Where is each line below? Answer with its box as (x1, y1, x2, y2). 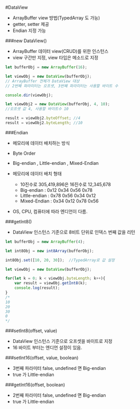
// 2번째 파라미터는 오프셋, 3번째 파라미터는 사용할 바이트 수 (5, 83, 118, 89)
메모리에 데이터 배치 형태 (12, 170, 62, 177)
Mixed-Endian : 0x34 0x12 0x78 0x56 (20, 198, 99, 204)
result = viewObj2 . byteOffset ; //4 (5, 115, 81, 121)
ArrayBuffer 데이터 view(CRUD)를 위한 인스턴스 (12, 48, 109, 54)
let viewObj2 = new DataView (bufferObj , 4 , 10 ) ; (5, 102, 110, 107)
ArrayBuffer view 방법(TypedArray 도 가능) (12, 15, 100, 21)
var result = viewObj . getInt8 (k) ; (14, 281, 87, 286)
